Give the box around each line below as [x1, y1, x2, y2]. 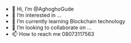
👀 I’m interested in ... [11, 12, 62, 19]
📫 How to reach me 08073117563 [11, 31, 94, 37]
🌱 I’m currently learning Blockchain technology [11, 18, 126, 24]
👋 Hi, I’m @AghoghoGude [11, 6, 74, 12]
